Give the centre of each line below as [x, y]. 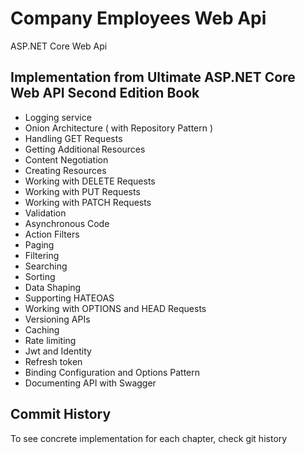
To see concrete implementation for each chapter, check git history [149, 438]
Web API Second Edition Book [105, 93]
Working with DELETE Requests [90, 181]
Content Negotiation [66, 159]
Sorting [40, 276]
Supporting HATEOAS [69, 298]
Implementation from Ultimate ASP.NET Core [153, 77]
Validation [45, 213]
